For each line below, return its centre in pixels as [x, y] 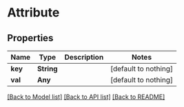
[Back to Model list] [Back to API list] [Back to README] [86, 97]
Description [84, 57]
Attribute [33, 13]
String [47, 69]
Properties [30, 38]
